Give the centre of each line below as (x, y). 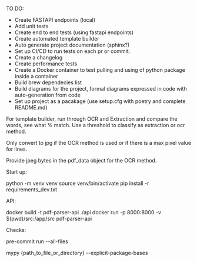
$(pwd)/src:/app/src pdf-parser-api (49, 218)
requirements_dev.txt (32, 190)
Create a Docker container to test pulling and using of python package (100, 70)
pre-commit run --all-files (37, 241)
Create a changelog (39, 57)
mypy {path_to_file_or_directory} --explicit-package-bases (77, 253)
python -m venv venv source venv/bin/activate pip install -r (78, 183)
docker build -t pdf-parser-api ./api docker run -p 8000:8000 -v (84, 212)
